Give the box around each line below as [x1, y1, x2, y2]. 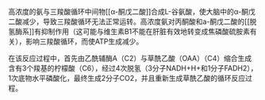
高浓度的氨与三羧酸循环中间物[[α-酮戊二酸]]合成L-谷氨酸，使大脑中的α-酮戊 [8, 7, 255, 16]
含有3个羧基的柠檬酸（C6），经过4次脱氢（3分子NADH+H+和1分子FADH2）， [8, 63, 258, 73]
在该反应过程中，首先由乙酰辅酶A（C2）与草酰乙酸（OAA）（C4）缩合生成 [8, 54, 252, 63]
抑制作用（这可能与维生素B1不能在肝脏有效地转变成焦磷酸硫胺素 [40, 27, 251, 36]
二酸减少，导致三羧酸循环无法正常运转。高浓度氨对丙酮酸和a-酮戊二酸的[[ [8, 17, 250, 26]
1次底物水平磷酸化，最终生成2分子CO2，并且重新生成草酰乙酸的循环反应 [8, 74, 246, 83]
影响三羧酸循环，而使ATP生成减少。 [25, 37, 144, 46]
